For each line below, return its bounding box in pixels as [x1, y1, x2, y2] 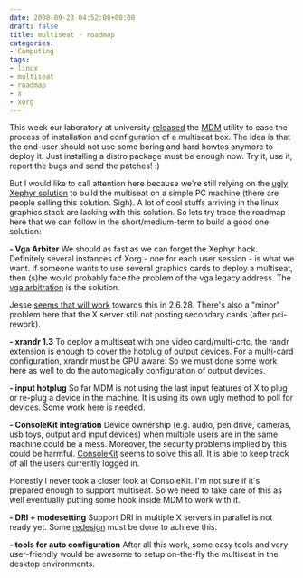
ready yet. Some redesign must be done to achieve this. [9, 522, 218, 533]
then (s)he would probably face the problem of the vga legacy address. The [9, 272, 292, 283]
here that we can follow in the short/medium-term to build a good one [9, 216, 270, 227]
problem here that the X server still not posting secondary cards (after [9, 309, 270, 320]
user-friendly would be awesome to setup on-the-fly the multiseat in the [9, 549, 279, 560]
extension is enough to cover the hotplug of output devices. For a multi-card [9, 346, 294, 357]
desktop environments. [9, 558, 95, 570]
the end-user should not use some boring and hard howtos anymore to [9, 141, 274, 152]
